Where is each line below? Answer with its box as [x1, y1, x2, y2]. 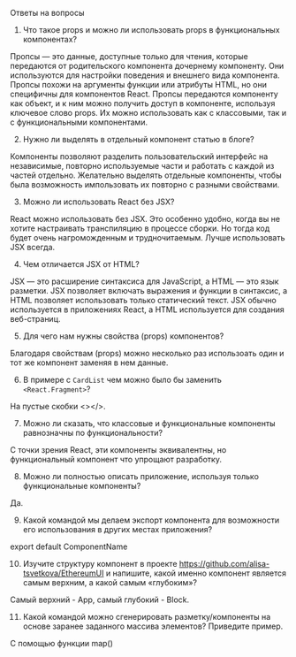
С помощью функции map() [10, 638, 114, 648]
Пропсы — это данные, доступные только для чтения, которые [10, 51, 248, 61]
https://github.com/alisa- [178, 559, 270, 569]
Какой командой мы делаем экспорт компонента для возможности [22, 515, 280, 525]
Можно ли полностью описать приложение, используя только [22, 471, 260, 481]
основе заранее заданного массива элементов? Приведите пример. [22, 621, 284, 631]
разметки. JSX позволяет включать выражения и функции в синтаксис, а [10, 286, 288, 295]
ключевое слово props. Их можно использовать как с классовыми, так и [10, 108, 287, 118]
